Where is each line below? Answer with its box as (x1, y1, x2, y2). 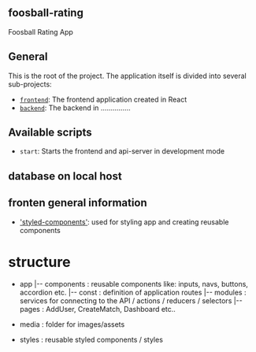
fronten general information (8, 196, 147, 209)
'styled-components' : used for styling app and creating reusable (19, 217, 229, 227)
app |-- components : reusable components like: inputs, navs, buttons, (19, 279, 248, 288)
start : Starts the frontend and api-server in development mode (19, 146, 225, 156)
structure (8, 253, 71, 271)
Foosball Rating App (8, 27, 73, 36)
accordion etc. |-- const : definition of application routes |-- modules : (19, 287, 247, 297)
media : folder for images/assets (19, 319, 125, 329)
